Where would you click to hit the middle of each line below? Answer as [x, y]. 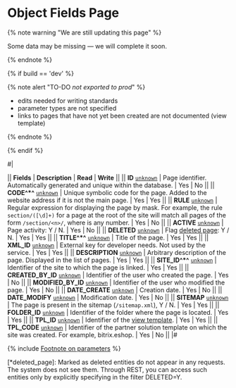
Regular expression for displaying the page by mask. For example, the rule [115, 207]
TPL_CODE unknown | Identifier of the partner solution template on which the [117, 327]
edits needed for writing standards [68, 101]
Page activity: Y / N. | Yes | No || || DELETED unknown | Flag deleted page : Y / [118, 230]
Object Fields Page [63, 13]
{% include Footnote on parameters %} [64, 348]
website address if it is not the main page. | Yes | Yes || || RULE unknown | [112, 200]
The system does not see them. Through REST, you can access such [107, 369]
